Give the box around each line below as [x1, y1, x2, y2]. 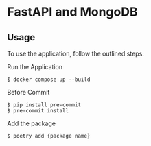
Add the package [7, 119, 56, 127]
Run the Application [7, 63, 63, 71]
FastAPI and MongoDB [7, 4, 138, 20]
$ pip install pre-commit [7, 101, 81, 108]
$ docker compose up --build [7, 76, 91, 83]
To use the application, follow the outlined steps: [7, 49, 144, 58]
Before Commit [7, 88, 50, 96]
